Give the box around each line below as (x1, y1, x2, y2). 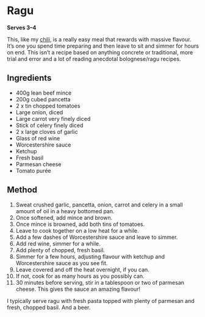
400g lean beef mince (15, 89, 72, 97)
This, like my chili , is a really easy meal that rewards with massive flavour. (7, 35, 192, 43)
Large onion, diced (15, 108, 63, 116)
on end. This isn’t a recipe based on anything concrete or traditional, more (7, 48, 193, 56)
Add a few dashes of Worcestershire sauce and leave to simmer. (15, 233, 178, 241)
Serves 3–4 (7, 24, 37, 31)
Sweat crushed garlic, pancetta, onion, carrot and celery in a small (15, 201, 183, 208)
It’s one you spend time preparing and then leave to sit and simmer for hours (7, 42, 199, 49)
